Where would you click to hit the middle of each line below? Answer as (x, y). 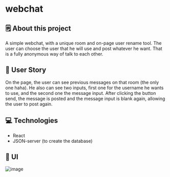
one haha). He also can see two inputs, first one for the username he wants (84, 88)
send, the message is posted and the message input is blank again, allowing (85, 98)
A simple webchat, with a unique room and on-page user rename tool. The (83, 43)
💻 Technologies (32, 121)
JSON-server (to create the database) (53, 141)
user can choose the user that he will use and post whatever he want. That (84, 48)
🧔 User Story (26, 70)
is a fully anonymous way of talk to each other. (54, 54)
